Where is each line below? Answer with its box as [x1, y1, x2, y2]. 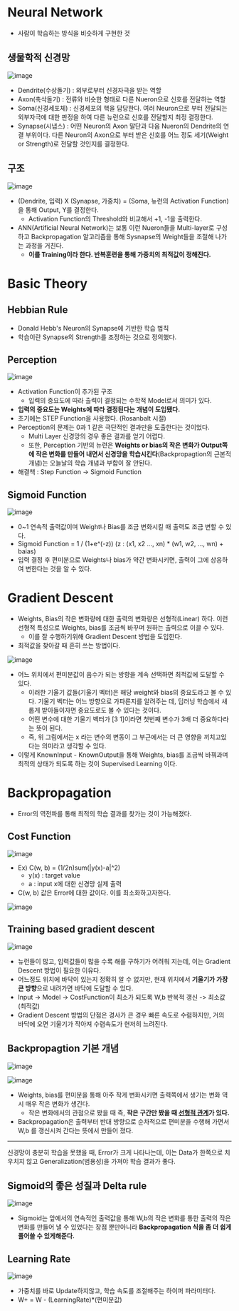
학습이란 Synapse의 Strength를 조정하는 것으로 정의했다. [17, 333, 177, 341]
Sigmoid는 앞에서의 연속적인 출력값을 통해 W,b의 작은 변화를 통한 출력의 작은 [17, 1214, 231, 1222]
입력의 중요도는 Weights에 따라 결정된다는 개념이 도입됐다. [17, 405, 181, 414]
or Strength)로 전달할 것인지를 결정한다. [17, 139, 129, 148]
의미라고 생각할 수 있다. [41, 742, 107, 750]
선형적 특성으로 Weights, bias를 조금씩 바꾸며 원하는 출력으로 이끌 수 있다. [17, 623, 224, 632]
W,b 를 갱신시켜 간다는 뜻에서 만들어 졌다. [17, 1126, 134, 1135]
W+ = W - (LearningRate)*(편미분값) [17, 1295, 122, 1304]
